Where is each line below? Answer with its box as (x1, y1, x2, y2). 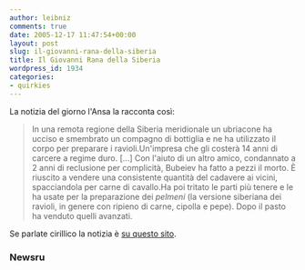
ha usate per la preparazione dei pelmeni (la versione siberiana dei (31, 191, 282, 202)
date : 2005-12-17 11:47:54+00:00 (9, 30, 137, 39)
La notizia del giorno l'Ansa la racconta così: (9, 105, 176, 116)
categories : (9, 73, 55, 82)
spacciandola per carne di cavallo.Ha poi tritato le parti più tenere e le (31, 181, 294, 192)
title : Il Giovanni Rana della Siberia (9, 55, 161, 65)
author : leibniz (9, 13, 71, 23)
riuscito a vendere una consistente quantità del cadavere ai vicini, (31, 172, 278, 183)
